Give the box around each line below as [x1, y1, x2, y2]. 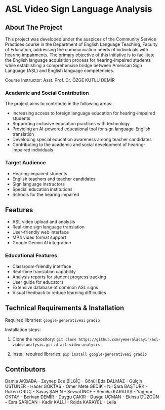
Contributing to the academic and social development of [12, 142, 127, 148]
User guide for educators [12, 279, 64, 285]
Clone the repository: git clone [12, 336, 77, 342]
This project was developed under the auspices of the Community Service [5, 36, 157, 42]
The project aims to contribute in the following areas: [5, 101, 113, 107]
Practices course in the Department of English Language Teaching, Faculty [5, 41, 158, 47]
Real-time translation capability [12, 268, 76, 274]
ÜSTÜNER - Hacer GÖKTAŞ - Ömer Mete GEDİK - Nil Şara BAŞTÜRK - [5, 383, 148, 389]
